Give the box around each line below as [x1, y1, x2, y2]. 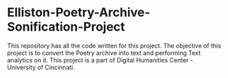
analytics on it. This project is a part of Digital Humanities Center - [7, 56, 194, 64]
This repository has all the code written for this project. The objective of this [7, 41, 221, 50]
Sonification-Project [7, 19, 125, 35]
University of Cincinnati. [7, 63, 75, 71]
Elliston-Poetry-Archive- [7, 5, 151, 20]
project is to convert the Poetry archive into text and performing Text [7, 49, 201, 57]
